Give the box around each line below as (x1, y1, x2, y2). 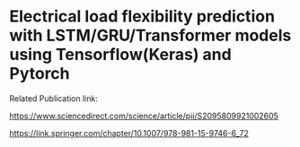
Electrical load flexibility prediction (9, 6, 276, 27)
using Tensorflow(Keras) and (9, 45, 232, 65)
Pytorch (9, 64, 70, 84)
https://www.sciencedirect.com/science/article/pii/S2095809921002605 (9, 110, 278, 121)
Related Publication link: (9, 92, 99, 104)
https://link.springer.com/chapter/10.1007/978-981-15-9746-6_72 (9, 127, 250, 138)
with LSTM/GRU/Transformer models (9, 25, 292, 46)
